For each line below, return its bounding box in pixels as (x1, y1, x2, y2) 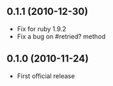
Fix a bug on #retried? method (16, 32, 106, 41)
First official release (16, 71, 75, 80)
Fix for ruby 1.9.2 (16, 24, 67, 33)
